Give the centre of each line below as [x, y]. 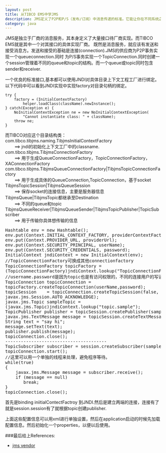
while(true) [20, 362]
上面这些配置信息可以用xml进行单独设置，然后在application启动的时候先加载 [83, 419]
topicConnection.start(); [37, 351]
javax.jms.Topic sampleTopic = [43, 302]
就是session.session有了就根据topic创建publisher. [56, 408]
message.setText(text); [34, 327]
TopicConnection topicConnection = [48, 282]
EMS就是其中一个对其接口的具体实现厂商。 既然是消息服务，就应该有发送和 [82, 45]
